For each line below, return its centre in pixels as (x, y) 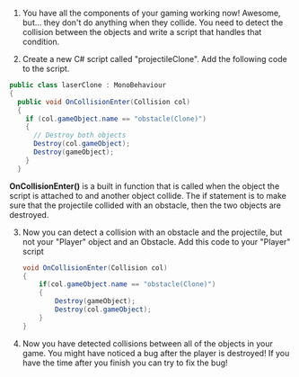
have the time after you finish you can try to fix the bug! (125, 363)
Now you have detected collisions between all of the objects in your (148, 343)
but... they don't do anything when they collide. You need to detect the (153, 22)
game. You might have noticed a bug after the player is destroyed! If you (156, 353)
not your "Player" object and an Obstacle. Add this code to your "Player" (156, 241)
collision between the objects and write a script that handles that (142, 32)
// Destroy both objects (79, 135)
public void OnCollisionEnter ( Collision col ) (104, 102)
